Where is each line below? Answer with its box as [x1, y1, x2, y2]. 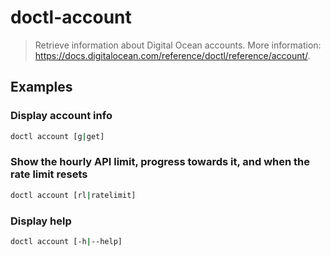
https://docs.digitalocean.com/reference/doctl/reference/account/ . [34, 49, 311, 61]
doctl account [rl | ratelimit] [10, 190, 137, 200]
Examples [10, 79, 73, 96]
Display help [10, 214, 72, 228]
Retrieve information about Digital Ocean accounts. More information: [34, 39, 322, 51]
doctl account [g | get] [10, 131, 105, 141]
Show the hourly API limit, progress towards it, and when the [10, 155, 311, 169]
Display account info [10, 109, 113, 123]
